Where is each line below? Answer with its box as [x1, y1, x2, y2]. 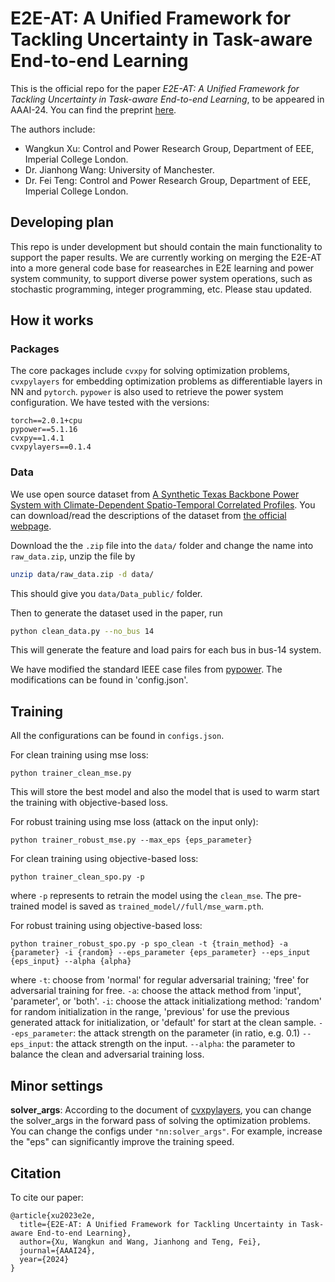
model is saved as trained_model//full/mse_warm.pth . [41, 900, 265, 912]
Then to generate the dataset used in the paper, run [10, 607, 223, 619]
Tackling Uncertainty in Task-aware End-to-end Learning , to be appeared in [10, 93, 325, 105]
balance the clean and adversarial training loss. [10, 1048, 205, 1061]
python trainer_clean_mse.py [10, 768, 132, 779]
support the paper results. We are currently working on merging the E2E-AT [10, 251, 322, 263]
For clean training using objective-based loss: [10, 853, 199, 865]
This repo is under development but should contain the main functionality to [10, 240, 323, 252]
